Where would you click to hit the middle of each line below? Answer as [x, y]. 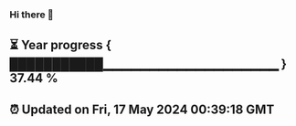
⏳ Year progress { [61, 45]
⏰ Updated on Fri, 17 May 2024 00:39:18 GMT [142, 109]
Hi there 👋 [32, 15]
